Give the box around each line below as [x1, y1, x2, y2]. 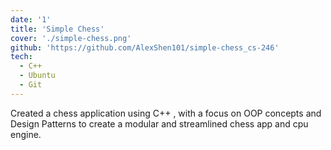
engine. [10, 128, 42, 140]
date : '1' [10, 14, 52, 25]
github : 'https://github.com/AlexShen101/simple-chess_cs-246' [10, 42, 280, 53]
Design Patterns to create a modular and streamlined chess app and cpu [10, 117, 309, 130]
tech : [10, 52, 33, 62]
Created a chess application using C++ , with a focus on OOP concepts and [10, 107, 322, 119]
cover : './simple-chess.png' [10, 33, 132, 43]
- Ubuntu [19, 71, 56, 81]
